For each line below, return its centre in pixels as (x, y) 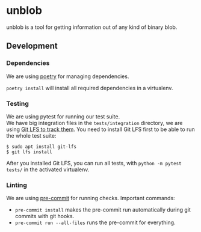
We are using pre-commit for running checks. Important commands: (91, 198)
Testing (17, 103)
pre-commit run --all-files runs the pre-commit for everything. (95, 222)
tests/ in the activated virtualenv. (48, 169)
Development (32, 46)
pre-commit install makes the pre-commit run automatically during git (103, 210)
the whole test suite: (31, 135)
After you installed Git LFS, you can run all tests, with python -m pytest (94, 163)
